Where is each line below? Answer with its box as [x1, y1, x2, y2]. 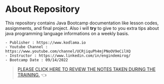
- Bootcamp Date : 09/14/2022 [5, 57, 68, 63]
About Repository [5, 3, 80, 15]
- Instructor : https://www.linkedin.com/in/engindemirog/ [5, 53, 131, 58]
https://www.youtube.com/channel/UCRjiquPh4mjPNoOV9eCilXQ [5, 49, 131, 54]
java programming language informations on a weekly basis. [5, 30, 129, 36]
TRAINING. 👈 [17, 72, 46, 78]
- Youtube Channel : [5, 44, 48, 49]
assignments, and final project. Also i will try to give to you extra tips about [5, 25, 159, 31]
